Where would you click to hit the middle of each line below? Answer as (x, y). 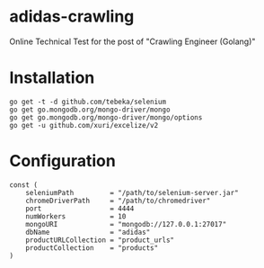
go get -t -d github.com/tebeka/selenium (88, 102)
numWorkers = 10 (76, 216)
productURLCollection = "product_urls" (100, 240)
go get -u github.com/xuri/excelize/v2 (84, 125)
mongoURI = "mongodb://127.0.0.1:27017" (126, 224)
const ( (24, 185)
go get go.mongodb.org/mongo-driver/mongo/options (106, 117)
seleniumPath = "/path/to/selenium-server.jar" (132, 192)
